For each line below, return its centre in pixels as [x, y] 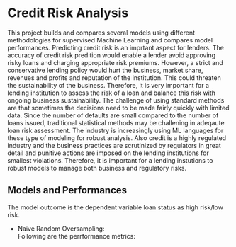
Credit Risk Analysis [68, 13]
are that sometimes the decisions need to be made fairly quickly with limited [118, 108]
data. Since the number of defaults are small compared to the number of [113, 115]
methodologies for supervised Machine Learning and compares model [110, 40]
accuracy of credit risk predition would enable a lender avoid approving [112, 55]
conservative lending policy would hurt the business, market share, [105, 70]
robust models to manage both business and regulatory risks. [97, 168]
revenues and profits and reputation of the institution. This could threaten [114, 77]
